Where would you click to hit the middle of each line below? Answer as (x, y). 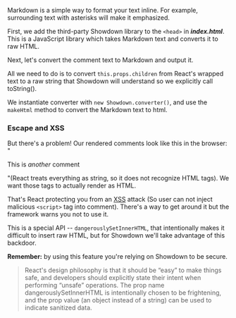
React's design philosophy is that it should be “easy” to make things (123, 270)
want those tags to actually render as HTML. (72, 185)
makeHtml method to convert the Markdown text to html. (87, 110)
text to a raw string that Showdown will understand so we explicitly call (110, 81)
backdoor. (22, 243)
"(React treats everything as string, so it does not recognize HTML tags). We (118, 178)
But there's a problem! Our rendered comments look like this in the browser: (117, 143)
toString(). (22, 88)
